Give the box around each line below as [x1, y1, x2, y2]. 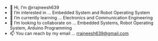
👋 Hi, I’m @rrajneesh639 [9, 5, 59, 10]
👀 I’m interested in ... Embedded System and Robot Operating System [9, 10, 150, 15]
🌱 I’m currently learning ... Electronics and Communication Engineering [9, 15, 153, 20]
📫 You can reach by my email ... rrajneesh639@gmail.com [9, 30, 129, 36]
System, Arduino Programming [9, 25, 72, 31]
